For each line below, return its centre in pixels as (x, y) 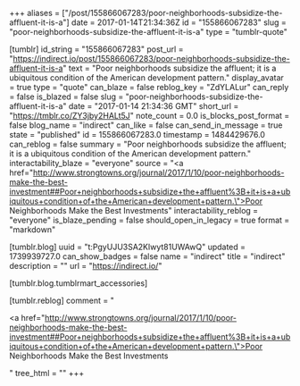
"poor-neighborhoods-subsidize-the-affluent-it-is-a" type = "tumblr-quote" (148, 32)
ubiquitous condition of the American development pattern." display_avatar (146, 78)
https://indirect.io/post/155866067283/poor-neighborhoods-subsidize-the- (151, 59)
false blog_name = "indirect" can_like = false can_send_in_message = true (146, 125)
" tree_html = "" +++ (47, 373)
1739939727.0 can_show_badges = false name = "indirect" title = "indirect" (147, 256)
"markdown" (33, 230)
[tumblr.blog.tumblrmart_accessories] (79, 283)
